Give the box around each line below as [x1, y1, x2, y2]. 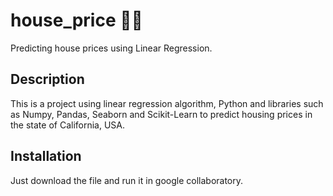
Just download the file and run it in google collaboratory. [10, 174, 244, 186]
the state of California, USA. [10, 119, 126, 131]
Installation [10, 148, 82, 165]
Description [10, 71, 85, 88]
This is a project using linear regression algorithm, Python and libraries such [10, 97, 324, 109]
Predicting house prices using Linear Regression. [10, 42, 213, 54]
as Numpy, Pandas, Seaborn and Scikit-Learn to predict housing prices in [10, 108, 313, 120]
